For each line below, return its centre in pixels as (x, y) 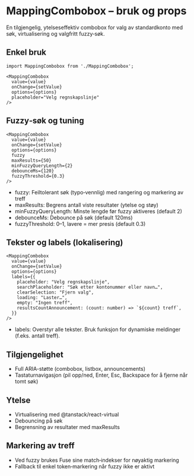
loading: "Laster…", (42, 298)
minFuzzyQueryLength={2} (42, 166)
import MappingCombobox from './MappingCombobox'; (70, 66)
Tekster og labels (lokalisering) (65, 242)
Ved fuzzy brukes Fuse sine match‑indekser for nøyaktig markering (97, 460)
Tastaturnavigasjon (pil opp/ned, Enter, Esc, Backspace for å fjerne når (101, 375)
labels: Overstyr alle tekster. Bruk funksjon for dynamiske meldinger (98, 330)
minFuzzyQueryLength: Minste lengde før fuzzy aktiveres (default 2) (98, 211)
